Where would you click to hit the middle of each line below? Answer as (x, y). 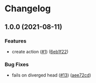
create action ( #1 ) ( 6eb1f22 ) (40, 51)
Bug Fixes (17, 64)
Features (16, 41)
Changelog (28, 9)
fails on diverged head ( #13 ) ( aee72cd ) (51, 75)
